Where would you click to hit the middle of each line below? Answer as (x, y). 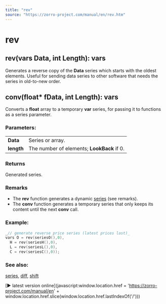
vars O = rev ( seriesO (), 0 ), (35, 238)
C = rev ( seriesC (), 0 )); (35, 252)
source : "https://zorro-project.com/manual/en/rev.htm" (65, 15)
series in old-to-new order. (33, 81)
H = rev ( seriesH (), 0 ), (34, 243)
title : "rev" (19, 10)
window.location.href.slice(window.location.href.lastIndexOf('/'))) (73, 296)
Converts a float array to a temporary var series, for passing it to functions (83, 109)
